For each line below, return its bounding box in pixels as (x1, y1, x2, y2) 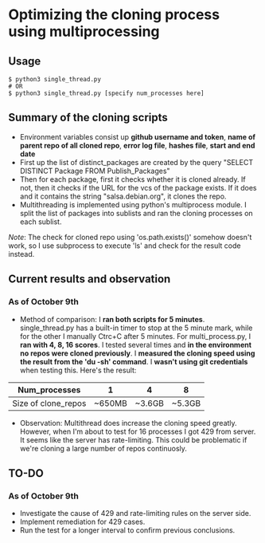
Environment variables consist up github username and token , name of (19, 132, 256, 141)
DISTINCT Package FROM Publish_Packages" (19, 166, 170, 175)
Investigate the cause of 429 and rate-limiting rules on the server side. (19, 509, 251, 518)
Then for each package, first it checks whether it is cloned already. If (19, 174, 246, 184)
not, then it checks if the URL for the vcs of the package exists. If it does (19, 183, 257, 192)
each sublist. (19, 217, 62, 226)
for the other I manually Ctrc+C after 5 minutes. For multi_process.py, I (19, 331, 251, 340)
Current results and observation (8, 273, 171, 286)
